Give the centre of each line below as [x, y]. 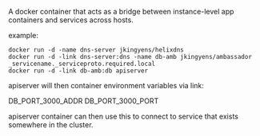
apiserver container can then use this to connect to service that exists [123, 116]
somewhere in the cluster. [51, 125]
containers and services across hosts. [71, 20]
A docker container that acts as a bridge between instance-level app [121, 12]
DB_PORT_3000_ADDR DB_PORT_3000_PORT [84, 101]
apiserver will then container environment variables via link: [106, 85]
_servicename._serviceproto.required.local [82, 64]
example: [23, 35]
